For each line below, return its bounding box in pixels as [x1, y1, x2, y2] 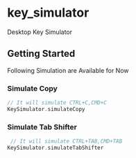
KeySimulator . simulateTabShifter [7, 144, 104, 151]
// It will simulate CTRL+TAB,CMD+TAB [10, 138, 123, 145]
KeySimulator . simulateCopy [7, 105, 85, 112]
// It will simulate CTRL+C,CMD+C [7, 99, 108, 107]
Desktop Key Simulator [7, 28, 73, 36]
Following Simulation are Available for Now [7, 66, 130, 74]
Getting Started [7, 48, 76, 60]
